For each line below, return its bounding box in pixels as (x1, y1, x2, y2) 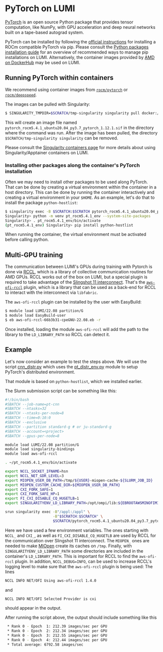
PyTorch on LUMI (5, 3, 75, 14)
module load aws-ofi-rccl (5, 451, 57, 456)
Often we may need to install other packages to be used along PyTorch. (5, 179, 148, 185)
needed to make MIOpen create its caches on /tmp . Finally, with (5, 543, 132, 549)
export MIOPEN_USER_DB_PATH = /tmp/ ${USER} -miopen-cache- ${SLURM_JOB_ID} (5, 478, 153, 483)
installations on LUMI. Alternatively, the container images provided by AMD (5, 54, 155, 60)
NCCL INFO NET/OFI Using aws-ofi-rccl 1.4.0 (5, 578, 97, 583)
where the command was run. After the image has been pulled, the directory (5, 130, 158, 135)
